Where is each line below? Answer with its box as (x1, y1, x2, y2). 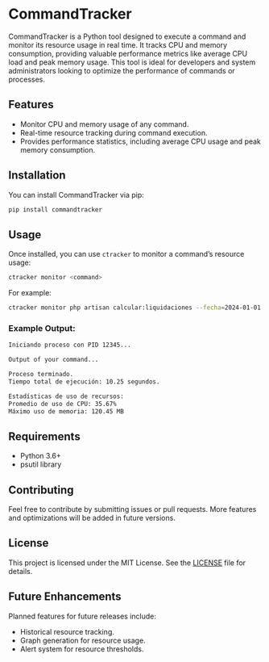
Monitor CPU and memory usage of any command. (19, 119, 189, 129)
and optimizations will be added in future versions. (8, 513, 176, 523)
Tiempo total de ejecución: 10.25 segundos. (8, 377, 160, 386)
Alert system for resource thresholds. (19, 643, 144, 654)
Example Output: (8, 322, 76, 333)
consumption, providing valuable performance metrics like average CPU (8, 48, 248, 58)
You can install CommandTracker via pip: (8, 190, 145, 199)
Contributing (8, 483, 74, 497)
